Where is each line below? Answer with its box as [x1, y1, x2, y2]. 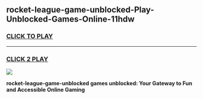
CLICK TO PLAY [6, 32, 53, 41]
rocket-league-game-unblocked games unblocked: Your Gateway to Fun [6, 79, 192, 86]
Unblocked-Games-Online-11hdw [6, 14, 135, 25]
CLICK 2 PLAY [6, 55, 48, 63]
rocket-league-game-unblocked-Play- [6, 5, 155, 15]
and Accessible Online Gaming [6, 86, 85, 93]
